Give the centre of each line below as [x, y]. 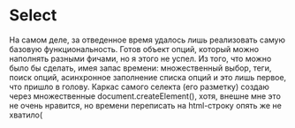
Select [33, 15]
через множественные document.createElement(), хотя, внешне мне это [145, 96]
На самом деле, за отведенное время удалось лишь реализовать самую [147, 40]
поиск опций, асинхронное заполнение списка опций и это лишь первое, [148, 77]
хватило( [26, 115]
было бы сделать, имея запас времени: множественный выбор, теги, [140, 68]
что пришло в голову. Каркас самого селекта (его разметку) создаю [139, 87]
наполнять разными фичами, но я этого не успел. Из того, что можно [140, 58]
